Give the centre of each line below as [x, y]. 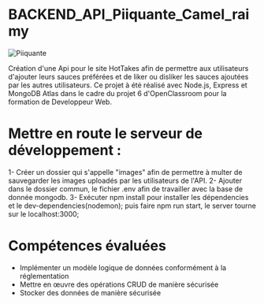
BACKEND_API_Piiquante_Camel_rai [129, 15]
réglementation [44, 276]
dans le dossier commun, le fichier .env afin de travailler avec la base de [125, 189]
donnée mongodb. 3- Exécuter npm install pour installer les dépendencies [128, 197]
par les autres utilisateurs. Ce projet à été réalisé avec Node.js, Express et [128, 85]
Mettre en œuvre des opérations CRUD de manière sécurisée [119, 284]
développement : [65, 150]
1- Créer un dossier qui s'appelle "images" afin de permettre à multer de [125, 172]
